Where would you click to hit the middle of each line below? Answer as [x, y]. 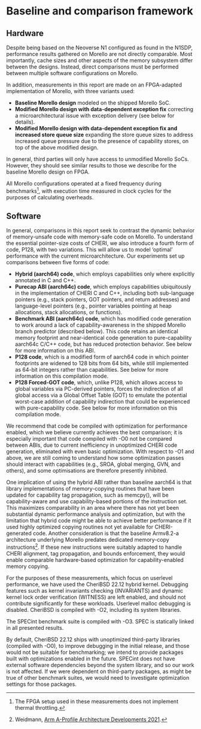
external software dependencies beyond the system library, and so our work [100, 665]
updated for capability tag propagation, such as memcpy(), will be [87, 495]
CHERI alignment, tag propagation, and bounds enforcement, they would [96, 554]
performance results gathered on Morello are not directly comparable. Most [99, 54]
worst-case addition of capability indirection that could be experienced [102, 402]
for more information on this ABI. [55, 351]
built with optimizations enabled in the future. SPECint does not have [91, 659]
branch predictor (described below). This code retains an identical [96, 331]
